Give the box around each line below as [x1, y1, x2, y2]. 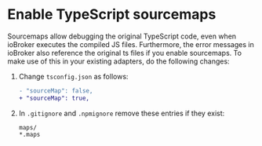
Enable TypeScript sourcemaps [7, 5, 217, 24]
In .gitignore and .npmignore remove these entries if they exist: [18, 108, 225, 118]
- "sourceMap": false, [18, 86, 93, 95]
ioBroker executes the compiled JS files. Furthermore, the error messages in [7, 39, 254, 49]
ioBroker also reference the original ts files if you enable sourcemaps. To [7, 48, 242, 57]
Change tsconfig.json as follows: [18, 71, 129, 81]
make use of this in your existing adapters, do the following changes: [7, 57, 230, 66]
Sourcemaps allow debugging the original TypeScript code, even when [7, 31, 237, 41]
